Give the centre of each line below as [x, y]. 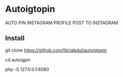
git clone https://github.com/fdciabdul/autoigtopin [56, 50]
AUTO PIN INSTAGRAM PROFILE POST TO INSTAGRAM [61, 23]
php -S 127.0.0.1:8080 [27, 69]
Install [15, 38]
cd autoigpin [18, 60]
